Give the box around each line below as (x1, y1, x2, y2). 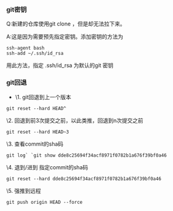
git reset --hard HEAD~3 (6, 129, 69, 135)
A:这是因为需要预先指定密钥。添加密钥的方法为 (6, 33, 123, 41)
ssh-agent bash (6, 45, 45, 51)
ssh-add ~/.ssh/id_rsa (6, 50, 64, 57)
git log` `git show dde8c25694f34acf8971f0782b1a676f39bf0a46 (6, 152, 167, 158)
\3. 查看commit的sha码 (6, 140, 64, 148)
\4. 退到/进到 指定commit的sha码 (6, 163, 88, 170)
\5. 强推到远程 (6, 187, 41, 194)
